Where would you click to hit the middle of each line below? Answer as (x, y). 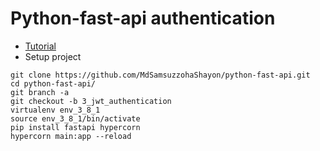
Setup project (53, 56)
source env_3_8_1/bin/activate (75, 118)
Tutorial (40, 46)
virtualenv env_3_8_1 (55, 110)
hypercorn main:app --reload (71, 136)
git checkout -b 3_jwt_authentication (91, 101)
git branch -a (40, 92)
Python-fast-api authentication (143, 18)
